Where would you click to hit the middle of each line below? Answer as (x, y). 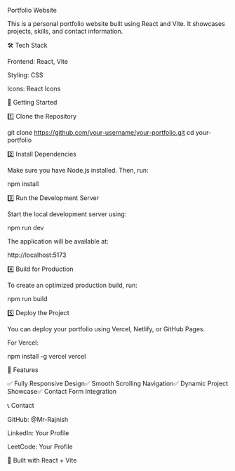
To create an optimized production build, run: (73, 285)
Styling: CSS (25, 75)
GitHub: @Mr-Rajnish (38, 419)
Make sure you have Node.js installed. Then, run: (78, 170)
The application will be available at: (58, 241)
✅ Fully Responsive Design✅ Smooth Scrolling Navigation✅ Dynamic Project (118, 383)
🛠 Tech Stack (27, 45)
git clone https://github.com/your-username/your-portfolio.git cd (101, 132)
